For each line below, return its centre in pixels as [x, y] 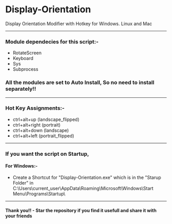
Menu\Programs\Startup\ [39, 194]
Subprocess [25, 69]
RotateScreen [27, 53]
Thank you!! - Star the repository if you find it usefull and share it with [81, 210]
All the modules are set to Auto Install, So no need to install [80, 83]
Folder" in [23, 182]
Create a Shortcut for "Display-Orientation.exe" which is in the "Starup [87, 177]
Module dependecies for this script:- [52, 42]
